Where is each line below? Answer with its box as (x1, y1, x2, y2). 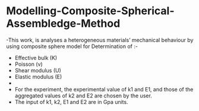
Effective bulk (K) (14, 54, 58, 61)
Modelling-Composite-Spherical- (6, 4, 175, 18)
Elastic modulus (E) (14, 73, 62, 80)
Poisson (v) (14, 61, 43, 68)
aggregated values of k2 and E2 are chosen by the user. (14, 92, 153, 99)
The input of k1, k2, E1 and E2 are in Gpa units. (14, 98, 129, 105)
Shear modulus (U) (14, 66, 61, 74)
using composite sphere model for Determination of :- (6, 43, 138, 50)
